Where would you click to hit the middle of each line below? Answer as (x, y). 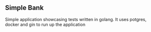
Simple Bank (24, 8)
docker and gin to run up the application (45, 24)
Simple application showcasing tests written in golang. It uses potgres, (76, 19)
